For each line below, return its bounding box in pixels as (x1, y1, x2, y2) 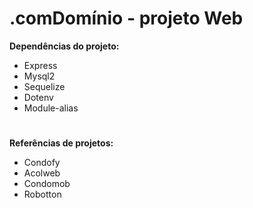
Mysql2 (23, 70, 56, 82)
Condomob (23, 178, 71, 190)
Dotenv (23, 91, 54, 103)
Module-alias (23, 102, 79, 114)
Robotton (23, 188, 62, 201)
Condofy (23, 157, 61, 169)
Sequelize (23, 80, 66, 92)
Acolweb (23, 167, 61, 179)
